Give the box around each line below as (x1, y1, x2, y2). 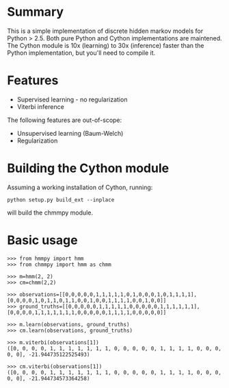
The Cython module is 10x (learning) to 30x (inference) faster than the (7, 41, 204, 49)
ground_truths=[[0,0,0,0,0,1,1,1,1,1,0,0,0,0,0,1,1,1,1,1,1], (19, 303, 200, 310)
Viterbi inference (16, 102, 65, 110)
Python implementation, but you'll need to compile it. (7, 49, 156, 57)
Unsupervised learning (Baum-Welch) (16, 129, 124, 137)
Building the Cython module (7, 160, 170, 176)
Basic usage (7, 232, 78, 247)
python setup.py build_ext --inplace (7, 196, 115, 203)
